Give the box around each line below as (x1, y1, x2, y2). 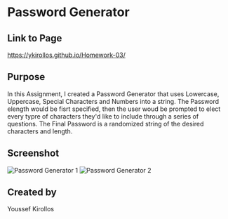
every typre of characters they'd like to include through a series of (7, 112, 199, 120)
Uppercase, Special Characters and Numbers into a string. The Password (7, 97, 220, 105)
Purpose (7, 71, 46, 83)
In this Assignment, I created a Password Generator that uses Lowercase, (7, 89, 220, 98)
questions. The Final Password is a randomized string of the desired (7, 119, 204, 128)
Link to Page (7, 32, 62, 44)
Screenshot (7, 147, 60, 159)
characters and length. (7, 127, 73, 135)
